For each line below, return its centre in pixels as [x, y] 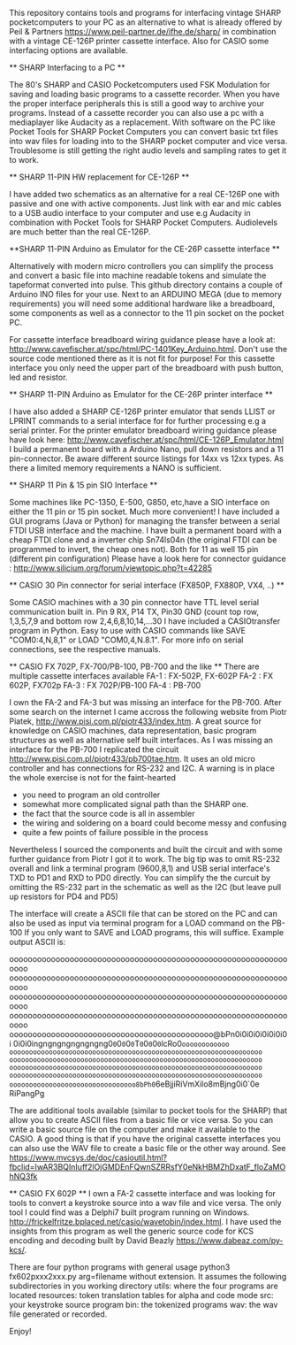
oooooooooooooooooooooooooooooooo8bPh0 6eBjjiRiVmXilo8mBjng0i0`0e [134, 1084]
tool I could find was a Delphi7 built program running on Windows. [129, 1212]
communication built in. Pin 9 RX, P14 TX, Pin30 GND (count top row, [134, 611]
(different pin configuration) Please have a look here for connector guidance [148, 558]
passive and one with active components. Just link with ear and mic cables [145, 204]
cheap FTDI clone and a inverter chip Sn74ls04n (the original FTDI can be [143, 540]
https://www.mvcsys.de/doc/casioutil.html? [88, 1157]
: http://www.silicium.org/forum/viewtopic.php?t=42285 [111, 568]
